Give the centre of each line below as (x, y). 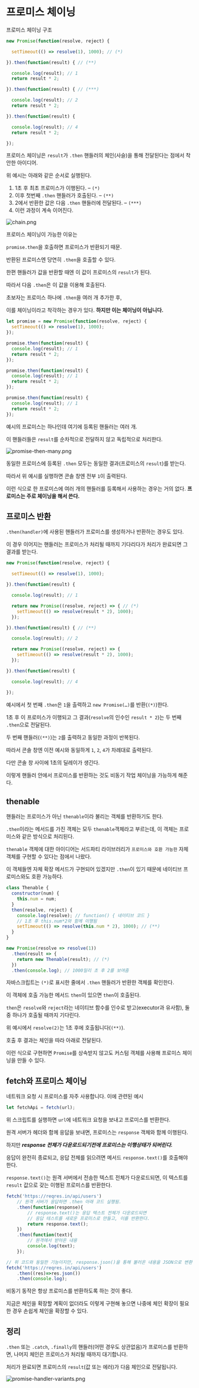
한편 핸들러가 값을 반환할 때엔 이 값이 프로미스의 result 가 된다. (79, 272)
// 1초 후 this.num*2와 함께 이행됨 (57, 921)
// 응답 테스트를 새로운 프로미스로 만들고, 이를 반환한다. (89, 1218)
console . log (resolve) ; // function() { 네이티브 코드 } (83, 915)
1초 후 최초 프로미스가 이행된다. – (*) (57, 188)
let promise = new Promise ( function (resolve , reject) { (76, 321)
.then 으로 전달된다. (29, 725)
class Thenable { (28, 888)
